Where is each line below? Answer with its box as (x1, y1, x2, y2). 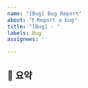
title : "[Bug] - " (7, 23, 60, 30)
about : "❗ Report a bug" (7, 17, 78, 24)
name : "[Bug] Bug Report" (7, 10, 82, 17)
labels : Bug (7, 29, 42, 37)
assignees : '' (7, 36, 49, 43)
